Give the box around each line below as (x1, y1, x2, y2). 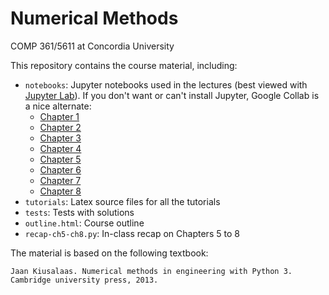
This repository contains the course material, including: (10, 59, 238, 71)
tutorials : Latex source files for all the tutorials (24, 195, 221, 207)
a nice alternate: (24, 100, 92, 112)
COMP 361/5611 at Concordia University (10, 40, 175, 52)
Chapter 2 (39, 121, 82, 133)
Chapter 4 (39, 142, 82, 154)
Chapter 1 (39, 110, 80, 122)
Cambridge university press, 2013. (10, 275, 159, 285)
